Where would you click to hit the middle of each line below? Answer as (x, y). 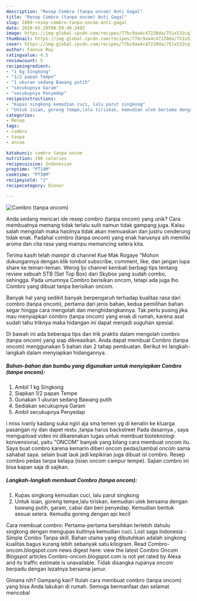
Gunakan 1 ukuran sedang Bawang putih (63, 399)
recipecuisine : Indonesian (39, 164)
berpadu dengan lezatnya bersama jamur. (56, 569)
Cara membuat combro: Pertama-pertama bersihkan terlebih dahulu (88, 525)
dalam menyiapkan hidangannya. (66, 352)
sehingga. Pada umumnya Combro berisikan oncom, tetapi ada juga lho (92, 280)
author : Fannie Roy (30, 50)
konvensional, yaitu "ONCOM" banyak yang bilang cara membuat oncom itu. (98, 442)
